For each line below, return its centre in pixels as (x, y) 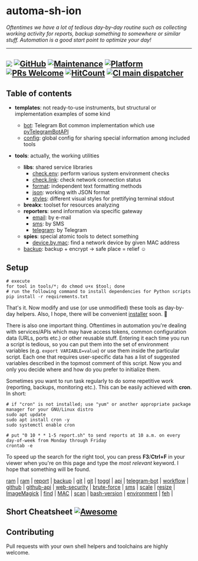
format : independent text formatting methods (87, 186)
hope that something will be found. (48, 469)
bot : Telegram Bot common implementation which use (89, 125)
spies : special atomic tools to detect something (81, 236)
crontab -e (19, 446)
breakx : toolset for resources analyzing (71, 205)
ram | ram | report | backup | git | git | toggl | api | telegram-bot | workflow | (97, 481)
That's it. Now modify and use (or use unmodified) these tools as (85, 307)
